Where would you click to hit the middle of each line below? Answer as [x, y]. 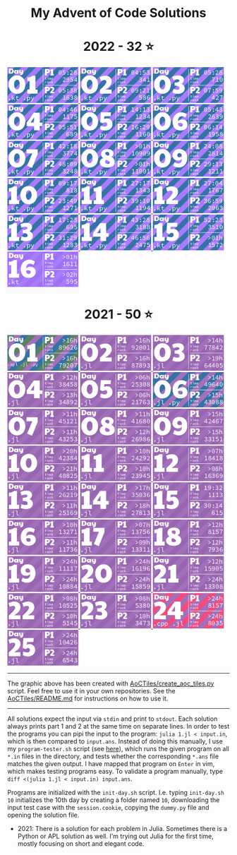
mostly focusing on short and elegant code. [81, 843]
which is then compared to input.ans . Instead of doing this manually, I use [115, 741]
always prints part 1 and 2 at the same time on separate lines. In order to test [119, 726]
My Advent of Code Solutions [119, 13]
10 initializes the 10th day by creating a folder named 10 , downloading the [114, 800]
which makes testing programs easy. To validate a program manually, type [115, 771]
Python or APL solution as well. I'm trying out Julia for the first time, [115, 836]
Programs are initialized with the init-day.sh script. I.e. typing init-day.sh [116, 792]
